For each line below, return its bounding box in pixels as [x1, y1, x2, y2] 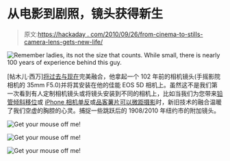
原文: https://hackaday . [23, 30, 90, 38]
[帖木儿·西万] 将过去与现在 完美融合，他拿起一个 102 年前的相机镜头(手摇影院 [7, 72, 221, 80]
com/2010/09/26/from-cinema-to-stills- [90, 30, 203, 38]
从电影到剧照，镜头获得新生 [7, 6, 164, 22]
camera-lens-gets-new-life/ [23, 38, 103, 46]
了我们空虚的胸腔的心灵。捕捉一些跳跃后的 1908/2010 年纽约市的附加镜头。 [7, 106, 220, 115]
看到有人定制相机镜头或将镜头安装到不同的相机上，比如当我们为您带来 [18, 89, 217, 98]
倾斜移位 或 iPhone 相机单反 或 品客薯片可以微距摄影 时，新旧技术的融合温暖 [12, 98, 222, 106]
